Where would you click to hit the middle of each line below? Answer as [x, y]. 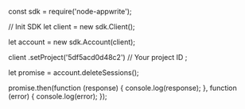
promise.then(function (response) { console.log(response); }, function [122, 88]
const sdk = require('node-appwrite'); [70, 11]
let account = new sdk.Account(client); [72, 42]
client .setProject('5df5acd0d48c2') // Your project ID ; [98, 57]
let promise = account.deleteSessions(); [74, 73]
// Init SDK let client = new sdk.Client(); [72, 26]
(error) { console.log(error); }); [58, 96]
